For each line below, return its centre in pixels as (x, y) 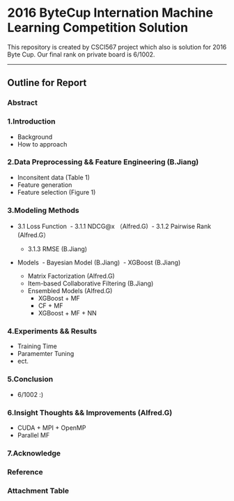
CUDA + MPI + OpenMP (52, 428)
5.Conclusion (30, 380)
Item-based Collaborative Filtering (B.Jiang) (91, 283)
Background (35, 137)
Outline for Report (47, 83)
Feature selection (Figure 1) (56, 192)
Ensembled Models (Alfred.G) (70, 291)
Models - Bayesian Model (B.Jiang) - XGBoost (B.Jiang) (99, 262)
